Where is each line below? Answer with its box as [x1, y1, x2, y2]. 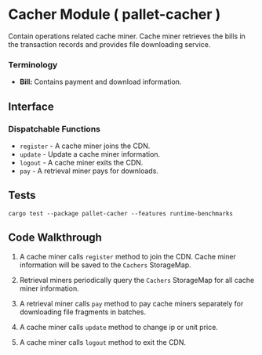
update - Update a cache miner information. [19, 149, 161, 158]
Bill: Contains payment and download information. [19, 77, 182, 87]
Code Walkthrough [8, 231, 102, 245]
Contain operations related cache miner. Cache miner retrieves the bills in [8, 31, 246, 41]
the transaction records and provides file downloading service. [8, 39, 211, 49]
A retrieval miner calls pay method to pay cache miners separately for [19, 299, 244, 308]
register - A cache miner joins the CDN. [19, 141, 151, 150]
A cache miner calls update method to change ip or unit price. [19, 322, 218, 331]
